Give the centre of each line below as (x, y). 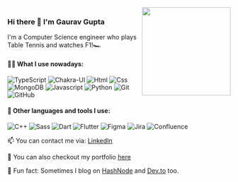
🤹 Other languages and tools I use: (59, 111)
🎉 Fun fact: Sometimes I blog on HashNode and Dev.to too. (93, 170)
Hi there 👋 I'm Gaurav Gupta (56, 22)
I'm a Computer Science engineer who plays (72, 37)
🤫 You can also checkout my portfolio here (69, 157)
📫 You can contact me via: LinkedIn (60, 140)
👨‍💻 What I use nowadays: (45, 63)
